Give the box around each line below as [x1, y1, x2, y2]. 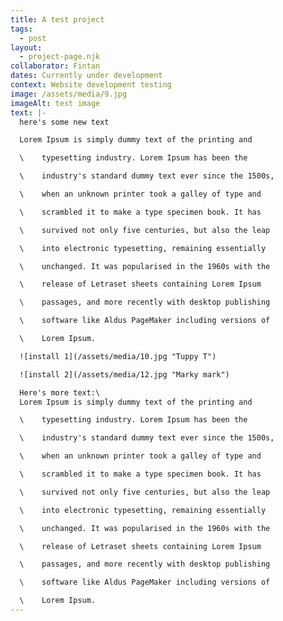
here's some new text [19, 117, 110, 127]
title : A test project [10, 14, 105, 25]
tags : [10, 24, 33, 34]
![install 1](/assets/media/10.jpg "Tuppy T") [19, 351, 217, 361]
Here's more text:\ [19, 387, 101, 398]
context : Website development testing [10, 80, 172, 90]
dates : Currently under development [10, 71, 163, 81]
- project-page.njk [19, 52, 101, 62]
